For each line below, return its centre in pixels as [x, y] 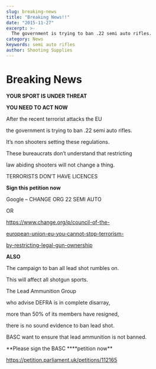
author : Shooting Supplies [39, 50]
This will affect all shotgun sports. [47, 280]
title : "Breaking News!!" [38, 17]
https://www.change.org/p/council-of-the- [58, 222]
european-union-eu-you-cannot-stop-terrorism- [65, 233]
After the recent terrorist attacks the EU [54, 118]
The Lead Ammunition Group [41, 291]
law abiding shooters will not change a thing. [61, 165]
